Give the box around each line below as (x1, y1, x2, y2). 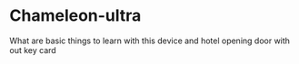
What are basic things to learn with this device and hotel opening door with (9, 35, 291, 46)
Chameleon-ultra (9, 5, 142, 26)
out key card (9, 44, 56, 55)
